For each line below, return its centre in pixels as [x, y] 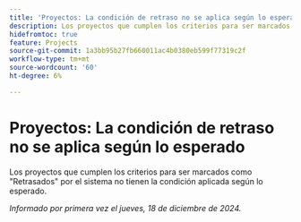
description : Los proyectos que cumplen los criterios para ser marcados [150, 26]
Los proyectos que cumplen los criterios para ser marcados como [131, 172]
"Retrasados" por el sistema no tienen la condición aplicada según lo [136, 181]
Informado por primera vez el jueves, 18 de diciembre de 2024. [125, 208]
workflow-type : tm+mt [50, 59]
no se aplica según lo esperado [127, 146]
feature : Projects [43, 43]
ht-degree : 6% [36, 76]
